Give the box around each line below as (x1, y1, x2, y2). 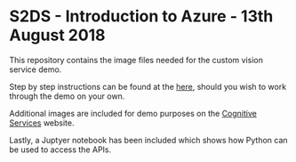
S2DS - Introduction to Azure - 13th (9, 6, 274, 27)
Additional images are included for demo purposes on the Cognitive (9, 108, 258, 118)
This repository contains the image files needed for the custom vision (9, 54, 264, 65)
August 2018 (9, 25, 106, 45)
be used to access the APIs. (9, 144, 112, 155)
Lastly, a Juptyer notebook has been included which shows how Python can (9, 134, 288, 145)
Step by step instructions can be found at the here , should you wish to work (9, 81, 287, 92)
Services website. (9, 117, 75, 128)
